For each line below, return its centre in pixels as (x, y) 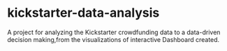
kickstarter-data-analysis (83, 13)
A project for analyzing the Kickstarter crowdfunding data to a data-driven (114, 32)
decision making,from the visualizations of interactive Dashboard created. (113, 39)
